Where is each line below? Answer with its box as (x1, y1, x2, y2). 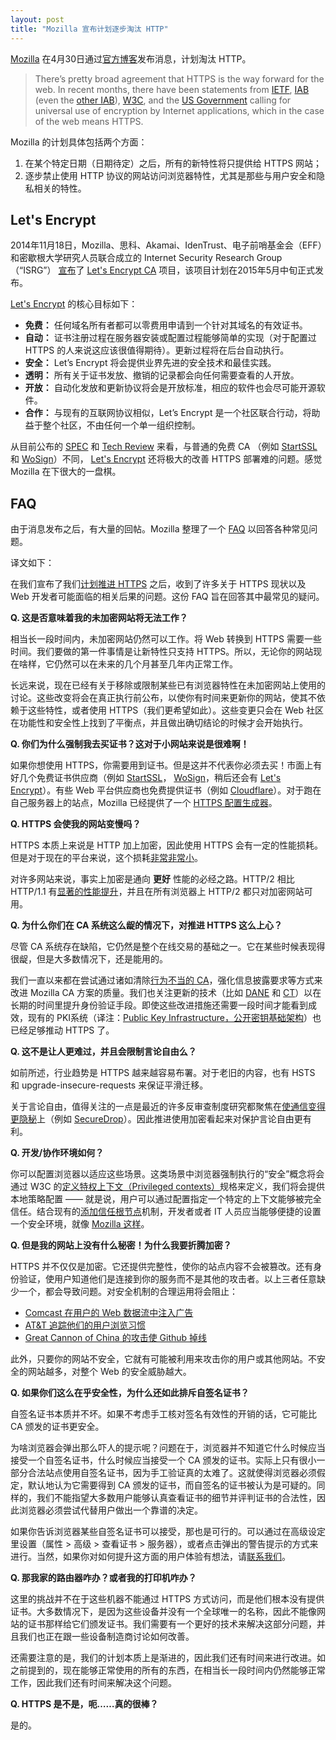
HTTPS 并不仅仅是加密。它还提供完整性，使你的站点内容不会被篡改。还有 (10, 1261, 314, 1273)
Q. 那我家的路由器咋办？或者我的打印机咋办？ (10, 1572, 197, 1584)
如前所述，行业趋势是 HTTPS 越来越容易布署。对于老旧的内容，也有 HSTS (10, 1067, 316, 1079)
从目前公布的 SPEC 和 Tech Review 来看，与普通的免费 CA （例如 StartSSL (10, 441, 318, 453)
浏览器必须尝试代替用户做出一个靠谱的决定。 (18, 1504, 203, 1516)
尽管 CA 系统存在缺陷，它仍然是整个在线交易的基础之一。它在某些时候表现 (10, 941, 317, 953)
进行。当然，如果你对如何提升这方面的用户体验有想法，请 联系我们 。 (10, 1551, 291, 1563)
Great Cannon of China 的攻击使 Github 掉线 (24, 1332, 208, 1344)
